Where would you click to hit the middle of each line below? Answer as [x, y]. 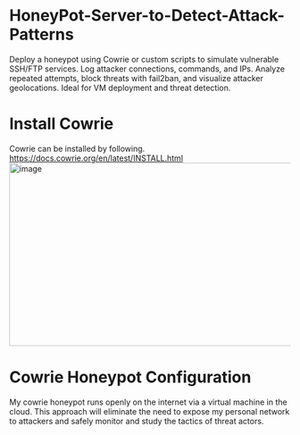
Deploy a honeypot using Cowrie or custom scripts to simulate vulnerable [144, 59]
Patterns [42, 34]
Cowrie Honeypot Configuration [130, 377]
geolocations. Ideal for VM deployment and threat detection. [120, 88]
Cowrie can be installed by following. [77, 148]
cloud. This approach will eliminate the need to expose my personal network [150, 411]
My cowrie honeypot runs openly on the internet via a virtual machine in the [148, 402]
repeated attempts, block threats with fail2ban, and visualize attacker [136, 78]
